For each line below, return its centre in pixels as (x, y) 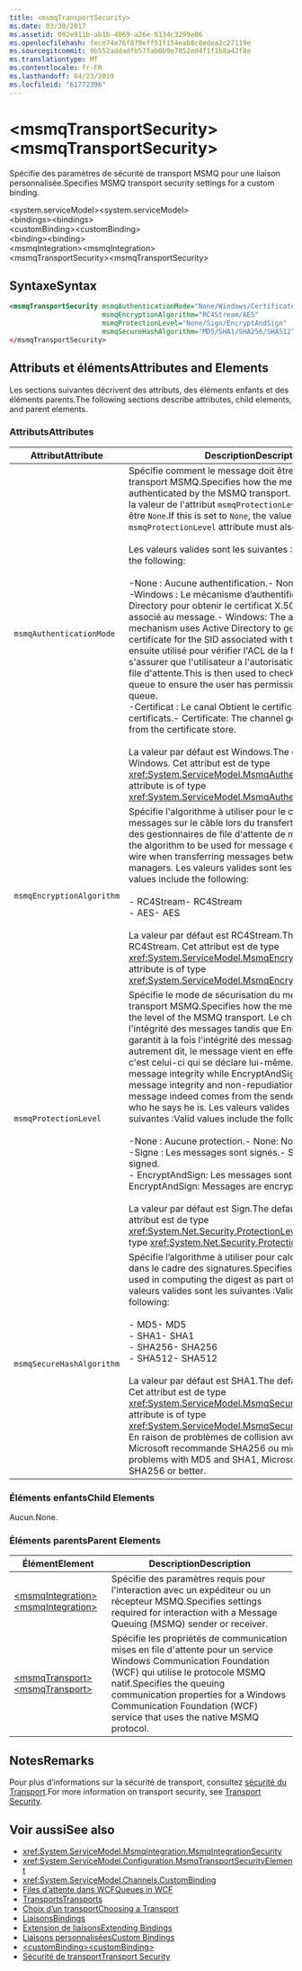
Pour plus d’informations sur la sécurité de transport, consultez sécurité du (148, 1782)
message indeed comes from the (198, 1096)
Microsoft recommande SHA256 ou (204, 1448)
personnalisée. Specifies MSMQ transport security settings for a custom (142, 183)
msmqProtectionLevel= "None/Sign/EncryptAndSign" (195, 324)
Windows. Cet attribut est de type (200, 763)
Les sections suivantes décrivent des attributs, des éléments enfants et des (149, 390)
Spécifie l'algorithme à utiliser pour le (207, 811)
